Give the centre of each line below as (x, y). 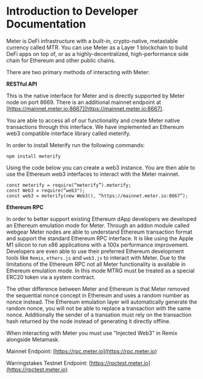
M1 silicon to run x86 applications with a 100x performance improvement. (98, 245)
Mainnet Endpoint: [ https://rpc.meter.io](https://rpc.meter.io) (82, 351)
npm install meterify (34, 156)
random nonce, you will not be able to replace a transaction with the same (98, 308)
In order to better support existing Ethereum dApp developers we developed (101, 219)
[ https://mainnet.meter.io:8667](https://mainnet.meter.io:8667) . (85, 108)
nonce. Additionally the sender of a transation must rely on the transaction (99, 315)
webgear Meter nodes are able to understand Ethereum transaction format (99, 232)
